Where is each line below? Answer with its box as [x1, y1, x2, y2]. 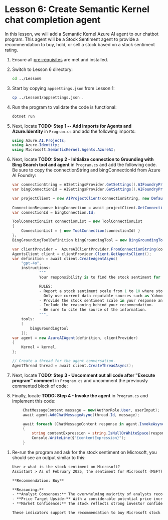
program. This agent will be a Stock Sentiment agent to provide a [5, 36, 139, 42]
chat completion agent [5, 14, 101, 26]
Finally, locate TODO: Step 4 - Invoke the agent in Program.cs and [12, 392, 148, 398]
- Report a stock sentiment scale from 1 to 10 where [39, 288, 154, 294]
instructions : [21, 266, 51, 271]
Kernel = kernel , [21, 344, 58, 350]
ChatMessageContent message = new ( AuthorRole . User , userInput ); [23, 407, 160, 413]
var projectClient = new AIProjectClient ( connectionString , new [12, 196, 149, 201]
